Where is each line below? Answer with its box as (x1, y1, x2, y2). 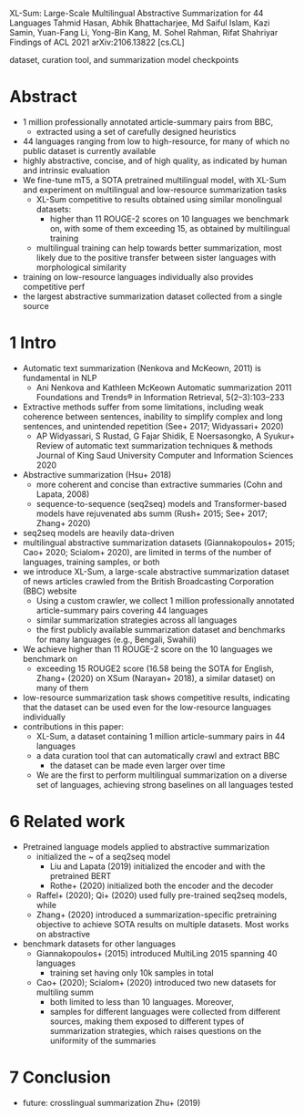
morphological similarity (35, 262, 127, 273)
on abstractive (35, 928, 91, 939)
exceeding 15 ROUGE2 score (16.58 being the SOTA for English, (35, 663, 275, 674)
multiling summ (35, 987, 94, 998)
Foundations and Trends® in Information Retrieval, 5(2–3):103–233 (35, 391, 285, 402)
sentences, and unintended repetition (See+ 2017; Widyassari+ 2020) (22, 420, 284, 431)
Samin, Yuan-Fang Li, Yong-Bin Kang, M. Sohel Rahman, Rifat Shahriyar (9, 27, 279, 37)
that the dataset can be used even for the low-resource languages (22, 701, 271, 712)
